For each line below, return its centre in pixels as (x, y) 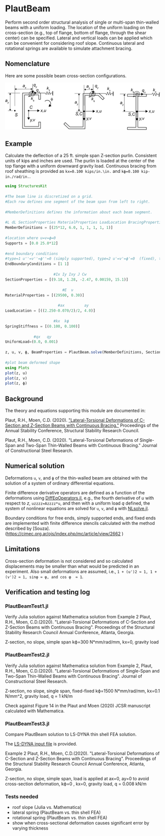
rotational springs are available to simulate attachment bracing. (69, 48)
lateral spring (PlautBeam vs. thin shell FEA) (56, 812)
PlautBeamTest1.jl (27, 606)
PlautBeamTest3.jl (27, 723)
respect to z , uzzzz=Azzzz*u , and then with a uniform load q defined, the (78, 503)
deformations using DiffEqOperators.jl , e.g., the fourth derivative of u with (80, 498)
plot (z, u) (16, 373)
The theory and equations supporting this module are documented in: (75, 411)
